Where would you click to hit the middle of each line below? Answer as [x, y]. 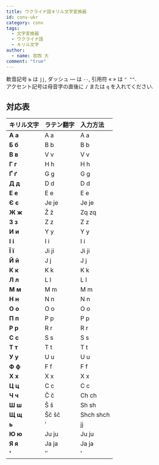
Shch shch [95, 415]
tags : [13, 28]
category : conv [25, 23]
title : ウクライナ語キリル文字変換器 [47, 12]
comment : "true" [26, 61]
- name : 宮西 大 [30, 56]
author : [16, 50]
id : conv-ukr [22, 17]
